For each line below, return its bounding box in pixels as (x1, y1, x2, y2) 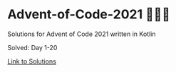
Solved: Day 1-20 (7, 43, 58, 52)
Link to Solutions (7, 56, 57, 66)
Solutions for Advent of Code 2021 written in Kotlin (7, 30, 156, 38)
